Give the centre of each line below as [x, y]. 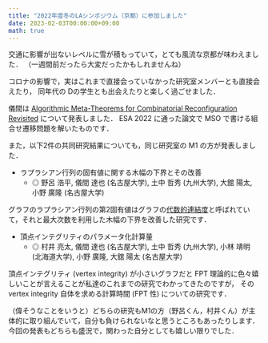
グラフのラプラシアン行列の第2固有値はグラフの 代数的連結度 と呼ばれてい [129, 210]
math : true [26, 30]
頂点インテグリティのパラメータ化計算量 [86, 236]
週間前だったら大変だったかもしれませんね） [112, 64]
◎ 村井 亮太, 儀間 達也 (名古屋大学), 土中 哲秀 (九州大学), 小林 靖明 [141, 247]
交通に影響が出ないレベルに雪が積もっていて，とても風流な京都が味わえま [130, 54]
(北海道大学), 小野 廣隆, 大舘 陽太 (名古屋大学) [107, 256]
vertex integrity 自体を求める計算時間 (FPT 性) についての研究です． [120, 294]
